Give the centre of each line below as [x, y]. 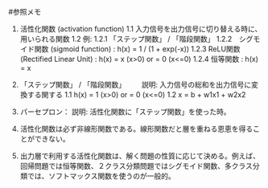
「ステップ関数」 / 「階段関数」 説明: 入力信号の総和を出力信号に [136, 84]
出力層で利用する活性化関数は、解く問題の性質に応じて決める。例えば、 [140, 156]
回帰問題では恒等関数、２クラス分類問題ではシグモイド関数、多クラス [136, 166]
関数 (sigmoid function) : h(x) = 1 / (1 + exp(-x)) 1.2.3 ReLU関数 [137, 49]
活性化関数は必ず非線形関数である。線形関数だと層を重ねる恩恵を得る [136, 129]
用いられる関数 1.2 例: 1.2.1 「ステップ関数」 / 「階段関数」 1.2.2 [126, 39]
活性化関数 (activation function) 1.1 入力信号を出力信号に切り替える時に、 [141, 29]
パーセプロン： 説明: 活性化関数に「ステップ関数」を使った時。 [125, 112]
